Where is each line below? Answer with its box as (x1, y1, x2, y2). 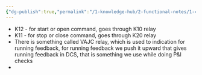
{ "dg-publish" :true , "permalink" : (5, 8, 90, 15)
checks (14, 57, 33, 64)
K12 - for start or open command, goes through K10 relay (14, 25, 156, 32)
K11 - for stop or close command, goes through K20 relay (14, 31, 157, 39)
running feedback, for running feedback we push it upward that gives (14, 44, 187, 52)
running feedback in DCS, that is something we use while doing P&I (14, 50, 182, 58)
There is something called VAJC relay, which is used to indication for (14, 38, 185, 45)
